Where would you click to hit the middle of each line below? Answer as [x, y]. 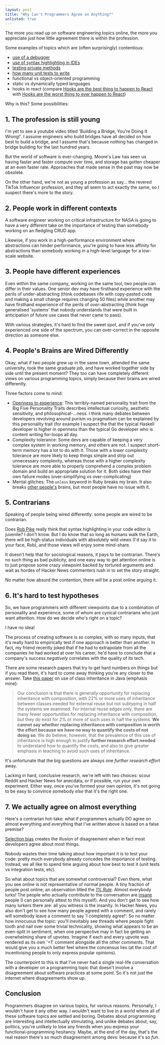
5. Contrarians [28, 503]
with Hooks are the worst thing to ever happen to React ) [69, 94]
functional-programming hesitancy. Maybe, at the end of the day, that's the [81, 1032]
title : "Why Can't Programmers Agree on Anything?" [59, 14]
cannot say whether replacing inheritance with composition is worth [88, 725]
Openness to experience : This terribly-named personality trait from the [84, 403]
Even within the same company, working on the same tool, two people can [81, 283]
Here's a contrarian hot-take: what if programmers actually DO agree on [78, 819]
